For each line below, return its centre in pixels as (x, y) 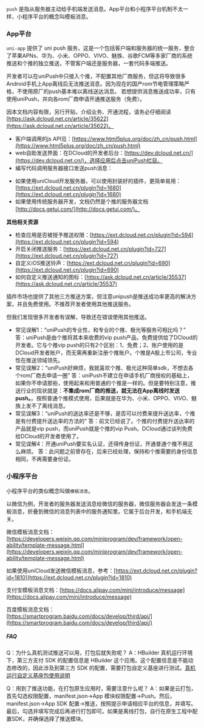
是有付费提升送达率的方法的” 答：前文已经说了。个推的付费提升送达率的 (105, 421)
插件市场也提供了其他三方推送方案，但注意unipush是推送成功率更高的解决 (99, 297)
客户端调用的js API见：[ (44, 139)
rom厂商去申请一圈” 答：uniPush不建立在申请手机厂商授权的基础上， (107, 376)
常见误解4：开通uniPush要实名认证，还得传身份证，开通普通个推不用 (101, 444)
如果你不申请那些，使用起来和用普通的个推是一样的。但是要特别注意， (103, 383)
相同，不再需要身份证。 (44, 459)
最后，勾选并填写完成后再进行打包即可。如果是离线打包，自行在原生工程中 (99, 711)
